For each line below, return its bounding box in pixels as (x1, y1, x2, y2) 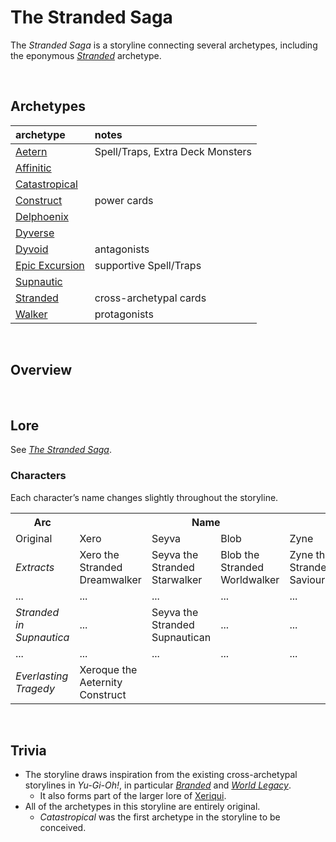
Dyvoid (15, 242, 49, 256)
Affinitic (15, 161, 52, 175)
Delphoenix (15, 209, 69, 223)
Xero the (79, 547, 120, 561)
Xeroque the (79, 662, 138, 676)
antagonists (94, 242, 150, 256)
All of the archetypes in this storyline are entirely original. (24, 801, 261, 813)
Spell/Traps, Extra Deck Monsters (94, 144, 253, 158)
